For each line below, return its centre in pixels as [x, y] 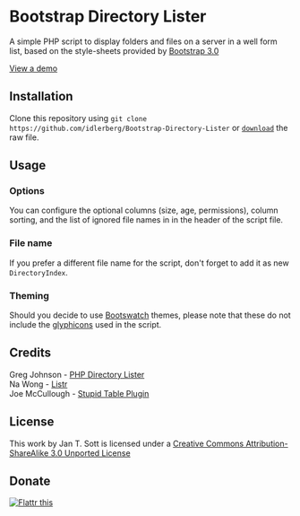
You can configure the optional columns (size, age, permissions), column [144, 210]
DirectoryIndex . [39, 272]
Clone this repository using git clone [78, 118]
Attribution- [267, 443]
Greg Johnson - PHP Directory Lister [77, 374]
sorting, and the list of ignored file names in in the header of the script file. [146, 220]
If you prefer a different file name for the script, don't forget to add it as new [149, 263]
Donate [30, 481]
